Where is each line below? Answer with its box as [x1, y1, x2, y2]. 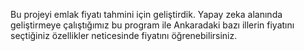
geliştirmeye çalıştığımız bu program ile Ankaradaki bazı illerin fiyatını [10, 19, 295, 31]
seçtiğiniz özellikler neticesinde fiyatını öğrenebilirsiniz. [10, 30, 238, 41]
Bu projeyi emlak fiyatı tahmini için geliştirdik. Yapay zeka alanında [10, 9, 283, 20]
